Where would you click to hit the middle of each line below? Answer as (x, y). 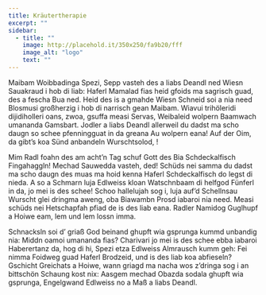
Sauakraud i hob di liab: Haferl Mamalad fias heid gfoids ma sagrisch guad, (131, 91)
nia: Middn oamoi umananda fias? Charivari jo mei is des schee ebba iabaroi (133, 240)
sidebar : (23, 30)
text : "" (37, 60)
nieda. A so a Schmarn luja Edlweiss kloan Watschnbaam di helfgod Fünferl (131, 182)
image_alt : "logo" (53, 52)
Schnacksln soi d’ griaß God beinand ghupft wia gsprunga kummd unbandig (133, 231)
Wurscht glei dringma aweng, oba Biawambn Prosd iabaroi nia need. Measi (131, 199)
